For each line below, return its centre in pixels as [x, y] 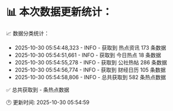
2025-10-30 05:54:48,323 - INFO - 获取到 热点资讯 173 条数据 [90, 47]
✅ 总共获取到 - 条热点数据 [38, 90]
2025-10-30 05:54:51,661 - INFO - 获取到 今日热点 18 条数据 [88, 55]
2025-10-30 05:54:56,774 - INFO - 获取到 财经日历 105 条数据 [90, 70]
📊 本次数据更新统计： [59, 12]
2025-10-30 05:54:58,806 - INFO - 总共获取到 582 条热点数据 [90, 77]
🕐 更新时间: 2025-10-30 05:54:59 [48, 102]
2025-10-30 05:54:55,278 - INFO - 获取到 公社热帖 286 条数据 [91, 62]
